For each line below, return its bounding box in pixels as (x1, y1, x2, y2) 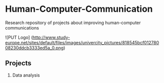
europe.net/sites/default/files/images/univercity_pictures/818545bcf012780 (5, 39, 160, 45)
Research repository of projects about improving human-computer (5, 20, 141, 26)
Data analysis (12, 72, 40, 78)
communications (5, 25, 39, 30)
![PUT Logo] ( (5, 34, 33, 40)
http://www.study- (32, 34, 70, 40)
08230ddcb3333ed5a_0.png (5, 45, 64, 51)
